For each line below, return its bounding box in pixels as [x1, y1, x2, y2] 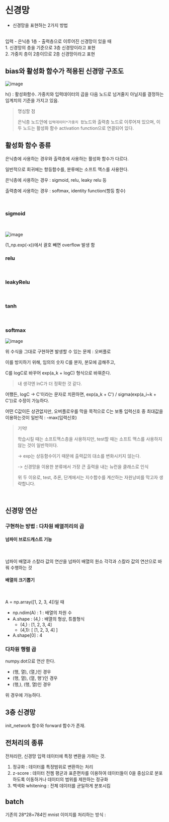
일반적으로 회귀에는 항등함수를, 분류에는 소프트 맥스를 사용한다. [5, 166, 129, 172]
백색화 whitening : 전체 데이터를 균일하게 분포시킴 [12, 782, 111, 788]
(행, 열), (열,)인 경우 [12, 669, 51, 675]
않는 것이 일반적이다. [17, 442, 58, 449]
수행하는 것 [10, 564, 33, 570]
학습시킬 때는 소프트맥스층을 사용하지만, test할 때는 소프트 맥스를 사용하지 [17, 436, 162, 442]
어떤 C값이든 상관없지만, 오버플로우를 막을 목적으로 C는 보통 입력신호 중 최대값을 [5, 408, 163, 414]
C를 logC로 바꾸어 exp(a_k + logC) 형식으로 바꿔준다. [5, 370, 112, 376]
